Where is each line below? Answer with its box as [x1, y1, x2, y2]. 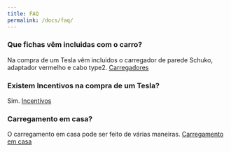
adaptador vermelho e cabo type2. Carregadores [7, 63, 149, 71]
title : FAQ [7, 10, 39, 18]
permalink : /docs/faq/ [7, 17, 73, 24]
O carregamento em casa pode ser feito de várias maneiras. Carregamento [7, 130, 224, 139]
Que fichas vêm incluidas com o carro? [7, 40, 143, 50]
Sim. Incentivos [7, 97, 52, 105]
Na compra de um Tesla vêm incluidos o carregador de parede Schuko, [7, 55, 213, 64]
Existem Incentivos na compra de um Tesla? [7, 81, 160, 90]
